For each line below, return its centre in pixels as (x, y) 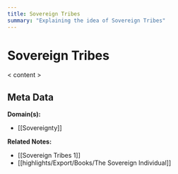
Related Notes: (29, 141)
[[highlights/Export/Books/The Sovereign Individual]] (94, 163)
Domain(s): (24, 115)
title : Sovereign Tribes (44, 14)
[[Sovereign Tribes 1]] (49, 156)
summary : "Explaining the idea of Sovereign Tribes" (87, 21)
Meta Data (31, 97)
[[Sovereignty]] (40, 128)
